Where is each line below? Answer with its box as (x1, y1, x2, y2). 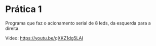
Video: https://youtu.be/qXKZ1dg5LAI (5, 35, 84, 41)
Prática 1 (5, 3, 42, 15)
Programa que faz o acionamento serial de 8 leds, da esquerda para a (5, 20, 151, 26)
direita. (5, 25, 20, 31)
